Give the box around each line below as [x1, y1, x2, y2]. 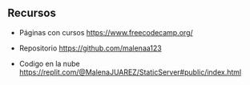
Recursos [7, 6, 57, 20]
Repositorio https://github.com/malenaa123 [18, 43, 162, 53]
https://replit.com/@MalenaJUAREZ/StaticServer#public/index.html [18, 67, 242, 77]
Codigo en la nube [18, 59, 81, 68]
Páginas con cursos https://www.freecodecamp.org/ [18, 27, 193, 37]
